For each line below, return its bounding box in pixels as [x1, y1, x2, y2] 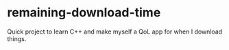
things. [7, 34, 27, 42]
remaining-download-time [7, 5, 161, 21]
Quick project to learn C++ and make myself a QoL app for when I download [7, 27, 223, 36]
